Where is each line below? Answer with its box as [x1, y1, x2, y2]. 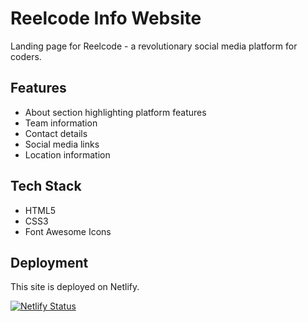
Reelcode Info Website [10, 7, 202, 30]
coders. [10, 50, 42, 62]
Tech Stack [10, 178, 82, 195]
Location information [24, 148, 111, 161]
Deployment [10, 254, 89, 271]
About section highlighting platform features [24, 106, 207, 118]
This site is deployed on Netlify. [10, 281, 140, 293]
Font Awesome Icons [24, 225, 112, 237]
